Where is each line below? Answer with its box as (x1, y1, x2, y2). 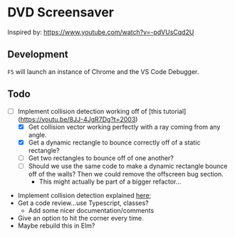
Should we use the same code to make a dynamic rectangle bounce (28, 162, 228, 170)
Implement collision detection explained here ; (17, 191, 152, 199)
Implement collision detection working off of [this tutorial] (17, 107, 187, 115)
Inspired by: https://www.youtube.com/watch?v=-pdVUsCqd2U (7, 28, 194, 36)
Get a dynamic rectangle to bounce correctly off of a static (28, 138, 201, 147)
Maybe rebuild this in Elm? (17, 221, 95, 230)
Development (7, 48, 69, 60)
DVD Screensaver (7, 4, 114, 21)
